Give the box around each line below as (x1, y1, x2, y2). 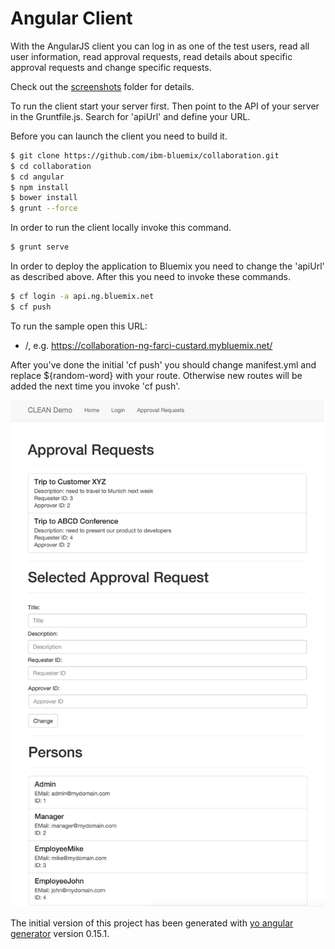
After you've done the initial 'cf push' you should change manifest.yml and (10, 358, 317, 371)
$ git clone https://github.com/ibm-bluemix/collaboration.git (10, 150, 280, 161)
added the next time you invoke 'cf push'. (10, 380, 181, 392)
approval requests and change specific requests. (10, 61, 212, 73)
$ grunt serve (10, 242, 70, 252)
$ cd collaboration (10, 161, 92, 171)
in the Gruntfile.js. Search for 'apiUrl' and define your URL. (10, 110, 251, 122)
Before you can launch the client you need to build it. (10, 130, 228, 142)
